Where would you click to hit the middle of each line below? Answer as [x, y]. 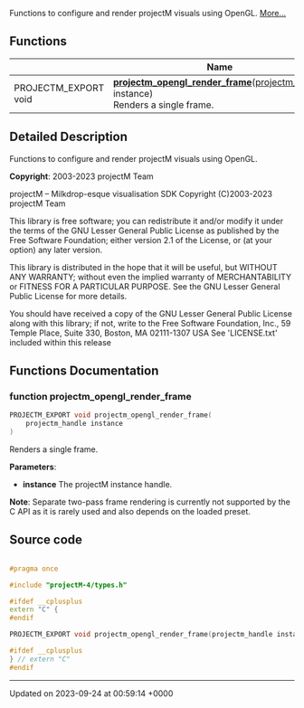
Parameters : [33, 467]
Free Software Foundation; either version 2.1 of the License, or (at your [141, 240]
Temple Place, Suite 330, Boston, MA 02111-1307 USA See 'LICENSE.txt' [143, 333]
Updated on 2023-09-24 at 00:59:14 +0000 [91, 693]
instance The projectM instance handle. [97, 484]
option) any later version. [56, 250]
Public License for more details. [68, 296]
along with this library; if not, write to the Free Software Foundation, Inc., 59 [150, 323]
